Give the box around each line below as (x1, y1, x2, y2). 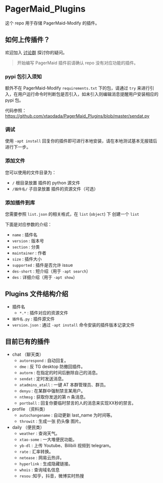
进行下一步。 (5, 144, 31, 150)
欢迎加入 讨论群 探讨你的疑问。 (5, 50, 67, 55)
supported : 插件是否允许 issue (12, 262, 73, 268)
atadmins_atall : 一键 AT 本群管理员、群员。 (19, 381, 109, 387)
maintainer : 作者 (12, 250, 47, 256)
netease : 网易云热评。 (19, 454, 64, 460)
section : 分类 (12, 244, 40, 250)
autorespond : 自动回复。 (19, 357, 69, 363)
